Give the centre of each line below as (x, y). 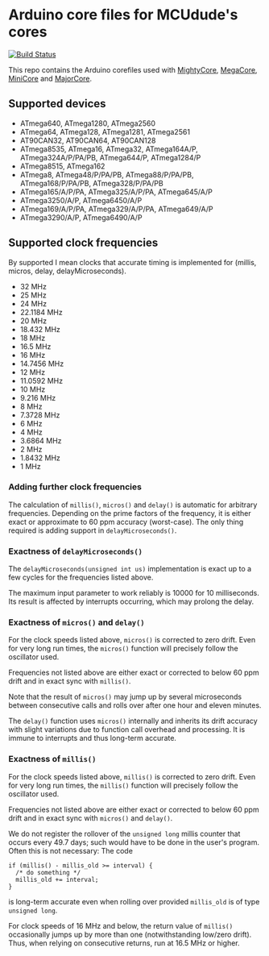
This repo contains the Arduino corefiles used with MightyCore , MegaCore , (133, 69)
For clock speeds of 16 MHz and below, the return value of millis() (121, 925)
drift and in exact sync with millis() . (70, 681)
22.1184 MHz (41, 312)
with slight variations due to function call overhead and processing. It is (127, 729)
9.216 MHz (38, 397)
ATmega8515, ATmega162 (62, 166)
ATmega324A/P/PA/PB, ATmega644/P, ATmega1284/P (110, 157)
